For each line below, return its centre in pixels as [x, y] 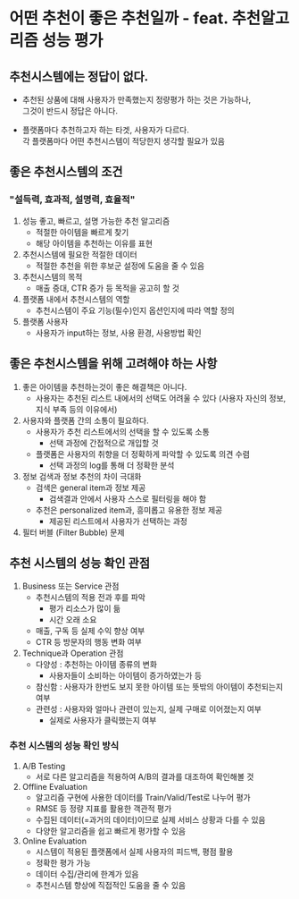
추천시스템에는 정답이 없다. [79, 76]
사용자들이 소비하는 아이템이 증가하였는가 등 [125, 675]
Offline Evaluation [54, 786]
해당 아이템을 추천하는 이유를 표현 [94, 243]
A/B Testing [44, 766]
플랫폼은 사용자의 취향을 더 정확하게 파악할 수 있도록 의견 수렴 [142, 454]
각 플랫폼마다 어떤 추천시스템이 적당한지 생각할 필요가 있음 [124, 141]
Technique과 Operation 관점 [73, 653]
